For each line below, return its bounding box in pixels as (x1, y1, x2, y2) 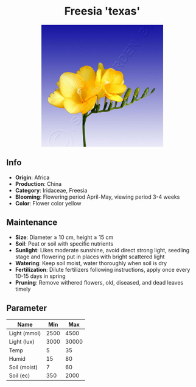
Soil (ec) (9, 372, 30, 379)
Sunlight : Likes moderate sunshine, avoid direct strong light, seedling (15, 246, 190, 254)
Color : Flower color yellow (15, 199, 82, 207)
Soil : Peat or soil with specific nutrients (15, 240, 114, 247)
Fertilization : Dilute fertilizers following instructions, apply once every (15, 266, 191, 273)
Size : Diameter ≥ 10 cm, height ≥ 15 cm (15, 233, 114, 241)
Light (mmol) (9, 330, 41, 337)
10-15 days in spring (15, 272, 66, 280)
